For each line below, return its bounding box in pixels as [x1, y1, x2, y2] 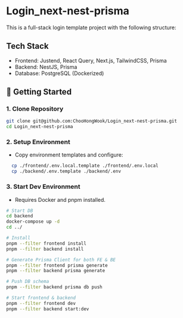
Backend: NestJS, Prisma [14, 63, 77, 70]
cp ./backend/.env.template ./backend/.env [11, 169, 121, 174]
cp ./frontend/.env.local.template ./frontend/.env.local [11, 163, 159, 169]
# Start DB [6, 207, 33, 214]
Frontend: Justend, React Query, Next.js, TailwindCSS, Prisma [14, 57, 167, 64]
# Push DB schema [6, 279, 49, 285]
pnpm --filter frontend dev [6, 300, 76, 306]
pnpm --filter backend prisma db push [6, 284, 103, 290]
